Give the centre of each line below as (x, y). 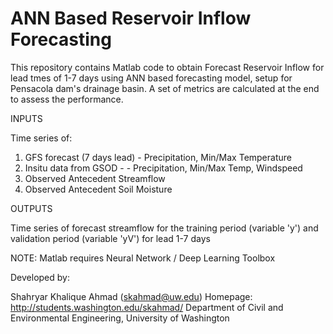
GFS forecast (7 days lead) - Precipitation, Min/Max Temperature (158, 157)
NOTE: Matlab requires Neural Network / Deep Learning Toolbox (143, 258)
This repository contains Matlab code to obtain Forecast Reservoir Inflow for (167, 67)
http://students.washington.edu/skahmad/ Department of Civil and (147, 307)
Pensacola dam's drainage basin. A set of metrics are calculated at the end (165, 88)
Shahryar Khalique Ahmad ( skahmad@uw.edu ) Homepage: (131, 296)
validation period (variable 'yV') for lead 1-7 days (110, 238)
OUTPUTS (31, 208)
